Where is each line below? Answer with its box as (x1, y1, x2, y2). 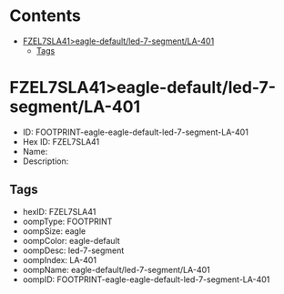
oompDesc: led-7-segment (22, 245, 125, 256)
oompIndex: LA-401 (22, 254, 97, 265)
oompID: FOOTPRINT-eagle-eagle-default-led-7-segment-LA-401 (22, 274, 270, 285)
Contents (9, 5, 82, 26)
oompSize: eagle (22, 225, 86, 237)
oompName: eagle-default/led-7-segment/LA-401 (22, 264, 211, 275)
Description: (22, 156, 69, 167)
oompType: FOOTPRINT (22, 216, 113, 227)
